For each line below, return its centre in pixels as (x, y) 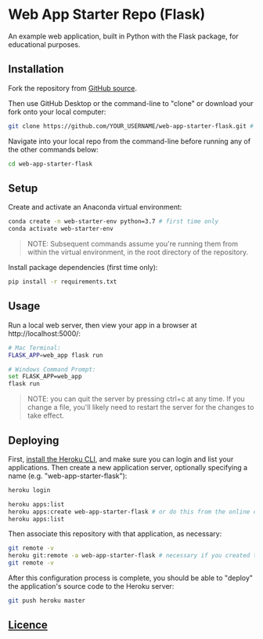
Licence (28, 625)
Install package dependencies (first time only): (83, 268)
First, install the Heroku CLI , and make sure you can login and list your (121, 459)
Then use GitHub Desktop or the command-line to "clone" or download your (131, 103)
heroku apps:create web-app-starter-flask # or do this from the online (129, 512)
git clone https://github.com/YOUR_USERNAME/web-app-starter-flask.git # (131, 126)
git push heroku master (47, 601)
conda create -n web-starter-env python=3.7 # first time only (113, 221)
